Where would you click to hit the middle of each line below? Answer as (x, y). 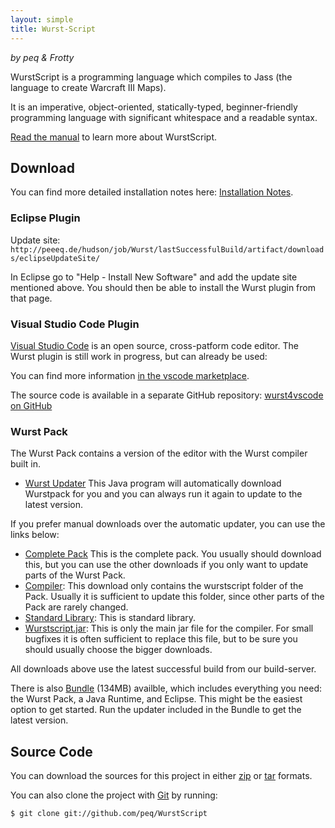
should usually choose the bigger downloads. (118, 650)
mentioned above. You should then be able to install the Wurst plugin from (163, 287)
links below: (35, 535)
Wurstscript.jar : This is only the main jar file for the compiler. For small (169, 628)
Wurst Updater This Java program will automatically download (153, 483)
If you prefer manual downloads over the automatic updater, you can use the (168, 524)
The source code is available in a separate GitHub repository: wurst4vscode (167, 395)
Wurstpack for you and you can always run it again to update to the (163, 494)
